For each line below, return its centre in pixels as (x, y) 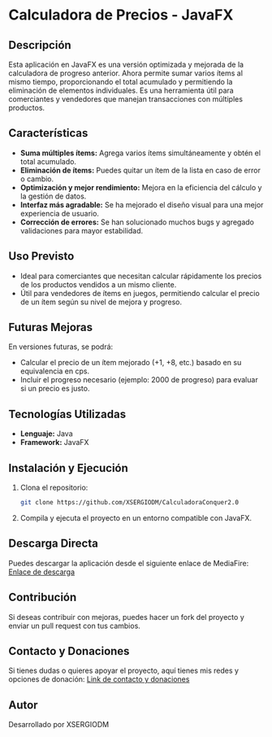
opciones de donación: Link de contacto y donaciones (99, 679)
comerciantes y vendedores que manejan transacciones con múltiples (126, 99)
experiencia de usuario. (60, 213)
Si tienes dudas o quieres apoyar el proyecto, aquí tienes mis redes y (124, 671)
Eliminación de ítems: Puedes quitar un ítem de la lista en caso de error (140, 170)
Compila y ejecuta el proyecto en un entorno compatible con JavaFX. (136, 517)
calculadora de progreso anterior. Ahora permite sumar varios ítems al (126, 73)
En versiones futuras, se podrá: (61, 347)
